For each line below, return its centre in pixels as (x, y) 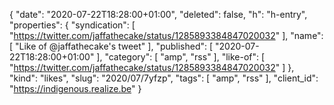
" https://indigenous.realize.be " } (75, 88)
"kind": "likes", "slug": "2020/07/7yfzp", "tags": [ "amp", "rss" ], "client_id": (164, 78)
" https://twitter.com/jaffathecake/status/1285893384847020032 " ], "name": (166, 35)
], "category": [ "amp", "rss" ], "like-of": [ (181, 57)
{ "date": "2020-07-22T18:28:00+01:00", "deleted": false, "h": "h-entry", (158, 14)
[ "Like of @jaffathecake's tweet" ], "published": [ (111, 46)
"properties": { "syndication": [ (72, 25)
